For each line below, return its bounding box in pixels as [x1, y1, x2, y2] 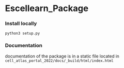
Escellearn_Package [5, 3, 89, 14]
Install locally [5, 20, 37, 27]
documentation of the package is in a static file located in [5, 53, 120, 59]
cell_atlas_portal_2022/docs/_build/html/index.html [5, 58, 114, 63]
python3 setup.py [5, 31, 40, 36]
